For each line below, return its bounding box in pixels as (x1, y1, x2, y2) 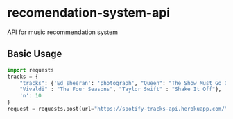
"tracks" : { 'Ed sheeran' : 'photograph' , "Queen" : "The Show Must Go (19, 79, 222, 86)
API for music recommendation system (7, 28, 119, 36)
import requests (7, 66, 54, 74)
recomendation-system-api (7, 5, 171, 21)
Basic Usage (7, 48, 62, 60)
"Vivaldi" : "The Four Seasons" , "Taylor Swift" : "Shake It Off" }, (19, 86, 222, 93)
